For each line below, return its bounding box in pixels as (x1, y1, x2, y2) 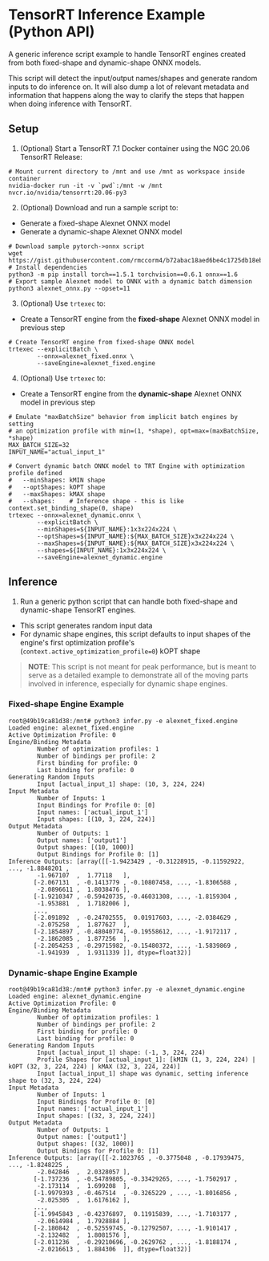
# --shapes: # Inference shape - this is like (8, 497, 184, 505)
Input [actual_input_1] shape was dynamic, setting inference (37, 1070, 249, 1078)
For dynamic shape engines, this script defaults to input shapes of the (19, 628, 251, 639)
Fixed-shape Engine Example (8, 698, 124, 710)
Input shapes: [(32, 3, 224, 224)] (37, 1112, 156, 1121)
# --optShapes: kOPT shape (8, 483, 106, 491)
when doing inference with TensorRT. (8, 99, 132, 108)
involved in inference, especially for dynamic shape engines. (27, 678, 228, 688)
